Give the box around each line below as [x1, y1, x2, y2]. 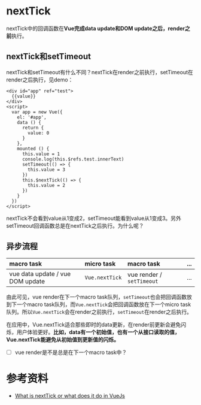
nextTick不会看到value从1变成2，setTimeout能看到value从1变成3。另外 [6, 214, 181, 222]
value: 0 [28, 130, 50, 136]
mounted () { [17, 146, 50, 152]
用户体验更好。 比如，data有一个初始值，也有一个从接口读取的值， [16, 328, 181, 336]
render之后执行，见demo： [6, 76, 74, 83]
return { [22, 125, 44, 131]
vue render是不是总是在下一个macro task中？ [14, 349, 127, 356]
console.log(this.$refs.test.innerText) [22, 156, 124, 162]
